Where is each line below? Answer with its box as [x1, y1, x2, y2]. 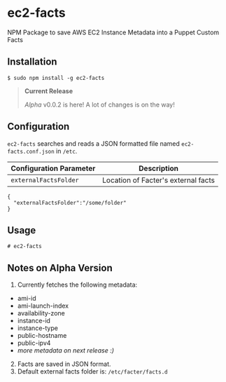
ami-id [17, 294, 36, 303]
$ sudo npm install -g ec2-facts [7, 74, 105, 81]
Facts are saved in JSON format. [17, 360, 111, 369]
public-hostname [17, 332, 67, 340]
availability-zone [17, 309, 65, 318]
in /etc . [55, 146, 78, 155]
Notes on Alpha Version [7, 261, 113, 274]
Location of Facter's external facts [102, 175, 216, 185]
